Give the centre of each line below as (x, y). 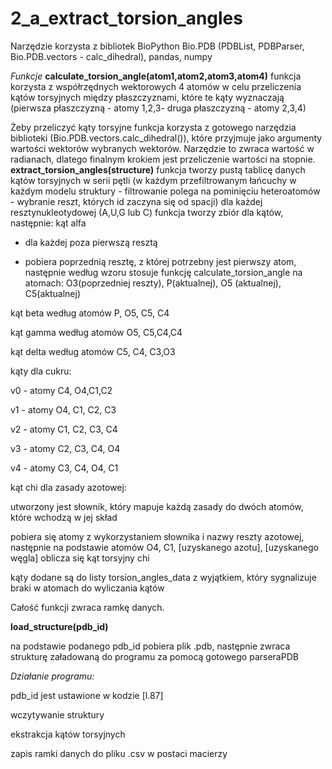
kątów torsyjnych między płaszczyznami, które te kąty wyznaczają (147, 97)
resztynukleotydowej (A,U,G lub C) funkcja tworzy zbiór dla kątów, (147, 212)
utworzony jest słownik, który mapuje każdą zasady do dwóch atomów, (157, 506)
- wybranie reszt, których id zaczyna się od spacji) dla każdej (136, 201)
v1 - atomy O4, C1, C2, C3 (63, 409)
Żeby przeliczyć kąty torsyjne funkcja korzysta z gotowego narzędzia (153, 127)
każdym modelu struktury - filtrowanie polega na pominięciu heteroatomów (165, 191)
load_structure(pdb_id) (59, 626)
